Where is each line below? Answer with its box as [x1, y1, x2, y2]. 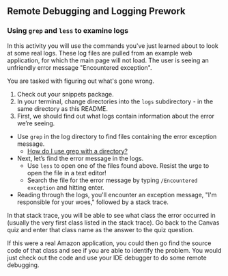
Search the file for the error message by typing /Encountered [27, 176, 198, 184]
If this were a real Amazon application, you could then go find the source [7, 239, 212, 247]
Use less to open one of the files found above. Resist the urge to [27, 161, 210, 170]
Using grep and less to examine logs [7, 26, 128, 36]
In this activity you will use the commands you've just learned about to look [7, 41, 218, 50]
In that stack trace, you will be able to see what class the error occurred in [7, 211, 216, 219]
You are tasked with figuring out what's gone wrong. [7, 77, 155, 85]
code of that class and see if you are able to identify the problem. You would [7, 246, 222, 254]
